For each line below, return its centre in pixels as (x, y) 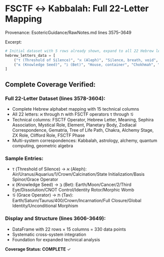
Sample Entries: (24, 158)
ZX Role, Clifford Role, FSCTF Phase (49, 135)
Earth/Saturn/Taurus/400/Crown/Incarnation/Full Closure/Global (77, 201)
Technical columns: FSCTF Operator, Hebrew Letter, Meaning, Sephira (83, 120)
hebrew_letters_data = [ (30, 55)
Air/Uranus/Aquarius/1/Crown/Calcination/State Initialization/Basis (78, 174)
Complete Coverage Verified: (51, 84)
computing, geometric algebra (42, 146)
